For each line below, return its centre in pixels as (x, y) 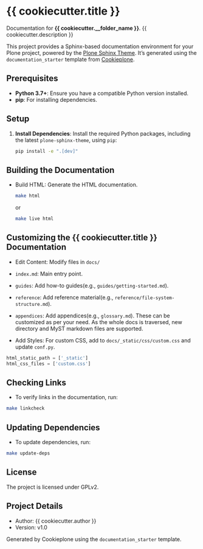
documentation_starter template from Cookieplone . (71, 59)
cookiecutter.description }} (40, 34)
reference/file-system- (145, 298)
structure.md (32, 304)
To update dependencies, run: (53, 442)
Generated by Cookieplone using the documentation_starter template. (94, 539)
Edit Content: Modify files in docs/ (57, 262)
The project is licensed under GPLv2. (53, 487)
